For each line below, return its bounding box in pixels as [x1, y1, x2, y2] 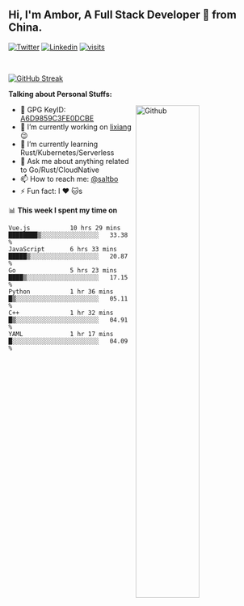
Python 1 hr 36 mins [8, 288, 114, 296]
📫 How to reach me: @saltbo [19, 174, 119, 183]
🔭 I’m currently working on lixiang [19, 122, 132, 132]
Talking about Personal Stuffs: [8, 89, 112, 99]
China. [8, 21, 43, 35]
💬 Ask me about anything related [19, 156, 129, 166]
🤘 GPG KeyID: [19, 104, 66, 114]
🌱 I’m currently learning [19, 139, 99, 149]
